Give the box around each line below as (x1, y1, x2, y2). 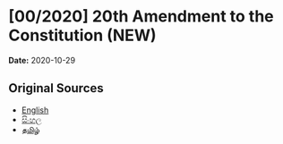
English (21, 105, 49, 115)
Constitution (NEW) (8, 25, 158, 46)
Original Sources (8, 80, 104, 96)
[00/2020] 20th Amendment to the (8, 6, 274, 27)
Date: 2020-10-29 (8, 55, 76, 65)
